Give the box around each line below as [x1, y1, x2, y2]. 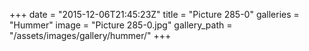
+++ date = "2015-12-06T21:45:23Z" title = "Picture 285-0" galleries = [9, 9, 300, 20]
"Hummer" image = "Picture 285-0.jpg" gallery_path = [9, 19, 233, 31]
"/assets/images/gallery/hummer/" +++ [9, 30, 172, 41]
